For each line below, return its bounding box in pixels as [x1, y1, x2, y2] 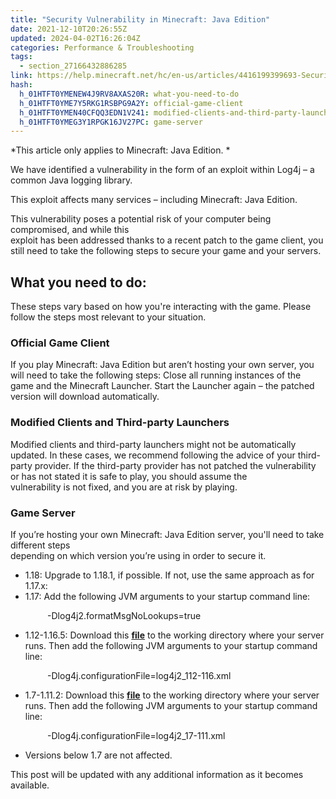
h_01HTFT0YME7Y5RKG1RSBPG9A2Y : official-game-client [19, 98, 244, 108]
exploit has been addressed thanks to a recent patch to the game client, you [10, 234, 324, 246]
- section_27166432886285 [19, 61, 128, 71]
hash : [10, 80, 33, 90]
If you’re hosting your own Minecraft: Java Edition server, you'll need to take [10, 528, 325, 540]
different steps [10, 539, 71, 551]
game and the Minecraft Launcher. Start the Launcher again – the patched [10, 380, 315, 392]
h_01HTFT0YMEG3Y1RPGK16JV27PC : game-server [19, 117, 203, 127]
